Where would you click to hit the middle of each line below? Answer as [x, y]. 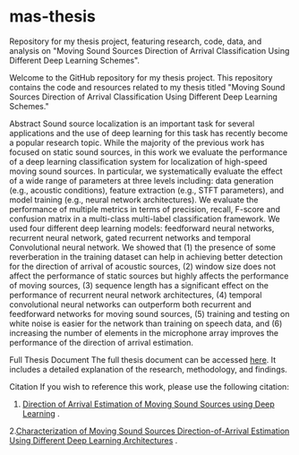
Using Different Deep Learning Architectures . [94, 440]
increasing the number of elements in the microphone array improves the [144, 332]
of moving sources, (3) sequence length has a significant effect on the [139, 285]
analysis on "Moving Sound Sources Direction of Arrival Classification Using [149, 50]
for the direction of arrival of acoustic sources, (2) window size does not [142, 266]
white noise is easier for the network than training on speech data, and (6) [146, 323]
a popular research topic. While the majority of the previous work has [137, 142]
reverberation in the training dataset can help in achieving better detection [146, 256]
